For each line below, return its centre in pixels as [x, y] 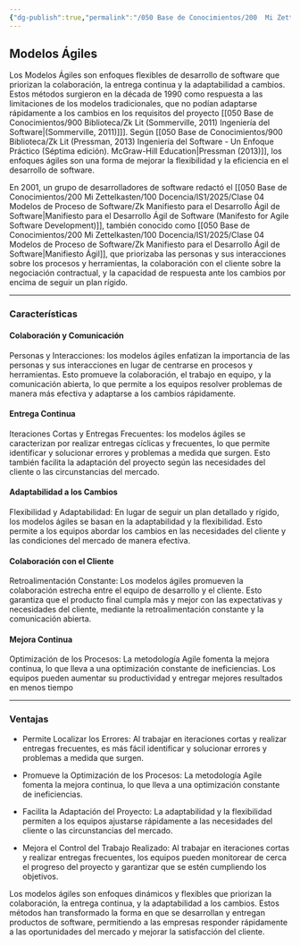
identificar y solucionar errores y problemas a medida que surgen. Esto [140, 452]
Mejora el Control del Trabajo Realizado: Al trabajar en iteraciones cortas [156, 848]
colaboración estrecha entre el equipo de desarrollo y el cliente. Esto [136, 590]
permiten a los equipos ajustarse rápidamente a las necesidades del [147, 821]
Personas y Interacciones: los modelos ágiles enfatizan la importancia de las [150, 355]
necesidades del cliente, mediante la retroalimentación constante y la [137, 610]
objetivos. [40, 876]
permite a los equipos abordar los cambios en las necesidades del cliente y [148, 531]
